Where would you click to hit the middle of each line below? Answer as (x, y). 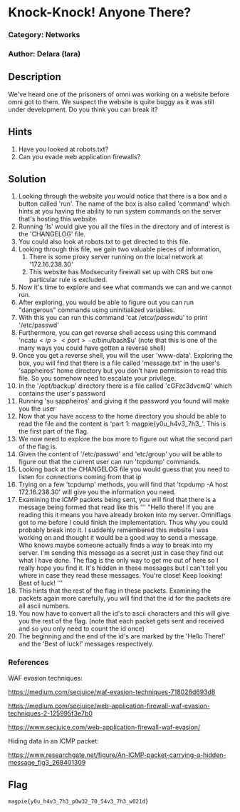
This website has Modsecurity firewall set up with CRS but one (121, 272)
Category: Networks (44, 35)
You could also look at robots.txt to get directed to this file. (104, 242)
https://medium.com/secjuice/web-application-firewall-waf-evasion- (109, 706)
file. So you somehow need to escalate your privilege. (97, 379)
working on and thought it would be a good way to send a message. (118, 538)
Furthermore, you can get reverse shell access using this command (117, 333)
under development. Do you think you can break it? (83, 109)
